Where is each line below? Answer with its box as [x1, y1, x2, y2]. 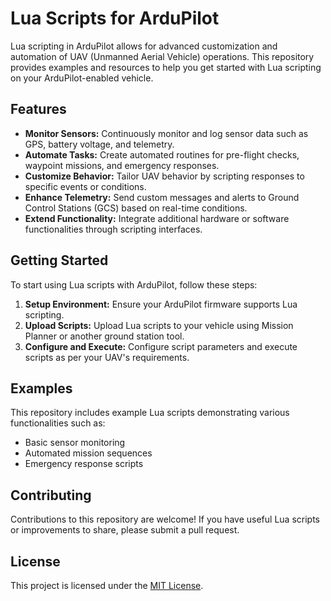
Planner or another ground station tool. [24, 330, 185, 342]
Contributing [10, 487, 92, 504]
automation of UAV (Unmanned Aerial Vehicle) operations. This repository [10, 50, 315, 62]
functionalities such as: [10, 417, 106, 429]
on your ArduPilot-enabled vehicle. [10, 72, 154, 84]
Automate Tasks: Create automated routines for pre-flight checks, [24, 148, 300, 161]
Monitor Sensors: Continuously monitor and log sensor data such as [24, 127, 309, 139]
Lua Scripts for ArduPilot [10, 7, 220, 30]
